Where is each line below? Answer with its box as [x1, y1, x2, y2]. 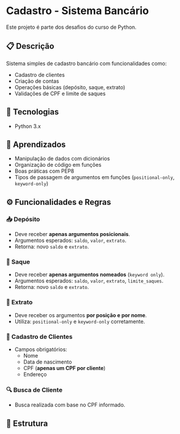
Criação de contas [14, 78, 60, 85]
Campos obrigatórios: [14, 345, 67, 353]
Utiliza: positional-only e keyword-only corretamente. [14, 318, 145, 325]
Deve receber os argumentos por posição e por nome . [14, 311, 147, 318]
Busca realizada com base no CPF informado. [14, 401, 125, 409]
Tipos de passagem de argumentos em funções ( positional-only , [14, 174, 175, 181]
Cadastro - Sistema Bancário [6, 4, 150, 18]
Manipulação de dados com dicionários [14, 155, 110, 162]
